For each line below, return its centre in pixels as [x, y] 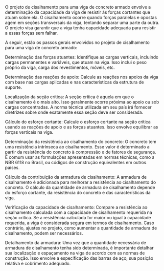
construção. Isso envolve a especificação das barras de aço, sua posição [79, 258]
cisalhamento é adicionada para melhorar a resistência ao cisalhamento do [81, 182]
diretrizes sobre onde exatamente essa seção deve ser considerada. [74, 112]
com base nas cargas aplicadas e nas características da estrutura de [75, 82]
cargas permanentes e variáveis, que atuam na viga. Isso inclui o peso [76, 62]
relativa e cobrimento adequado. [38, 263]
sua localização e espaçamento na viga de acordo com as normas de [75, 253]
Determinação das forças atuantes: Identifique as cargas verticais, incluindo [82, 57]
